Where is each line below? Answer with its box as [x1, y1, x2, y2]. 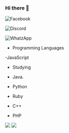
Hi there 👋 [5, 4, 30, 11]
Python [12, 83, 27, 89]
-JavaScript [5, 54, 29, 60]
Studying [12, 64, 31, 70]
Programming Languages [12, 45, 65, 51]
